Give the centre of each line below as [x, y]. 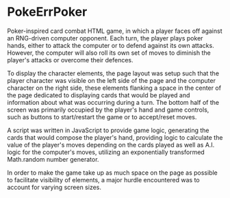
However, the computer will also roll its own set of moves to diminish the [109, 53]
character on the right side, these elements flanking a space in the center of [114, 88]
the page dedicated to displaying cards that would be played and [99, 95]
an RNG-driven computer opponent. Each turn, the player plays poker [105, 38]
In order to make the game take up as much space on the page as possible [112, 173]
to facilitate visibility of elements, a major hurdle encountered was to [103, 180]
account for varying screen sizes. [54, 187]
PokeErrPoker [47, 12]
